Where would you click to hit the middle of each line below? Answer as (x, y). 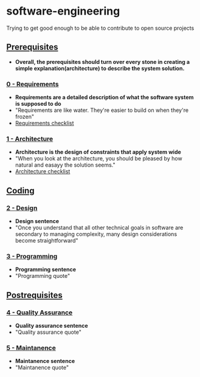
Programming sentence (46, 269)
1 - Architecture (30, 139)
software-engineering (63, 11)
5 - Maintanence (31, 348)
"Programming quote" (43, 276)
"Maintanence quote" (42, 368)
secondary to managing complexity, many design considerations (96, 234)
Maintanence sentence (45, 361)
